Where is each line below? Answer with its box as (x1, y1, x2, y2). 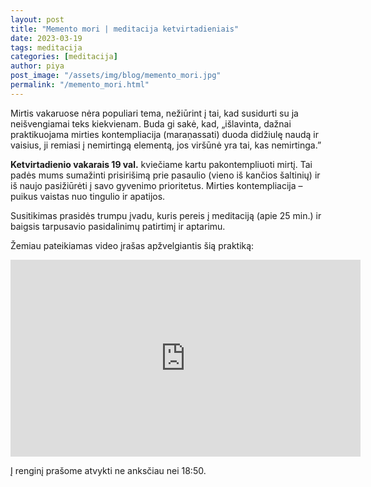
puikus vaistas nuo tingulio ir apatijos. (10, 190, 166, 202)
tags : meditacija (10, 42, 83, 53)
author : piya (10, 61, 65, 71)
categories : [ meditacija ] (10, 52, 118, 62)
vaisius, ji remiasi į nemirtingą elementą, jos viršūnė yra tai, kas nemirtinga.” (10, 139, 322, 151)
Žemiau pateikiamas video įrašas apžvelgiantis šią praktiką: (10, 239, 255, 251)
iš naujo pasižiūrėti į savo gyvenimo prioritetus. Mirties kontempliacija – (10, 179, 303, 191)
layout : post (10, 14, 65, 25)
